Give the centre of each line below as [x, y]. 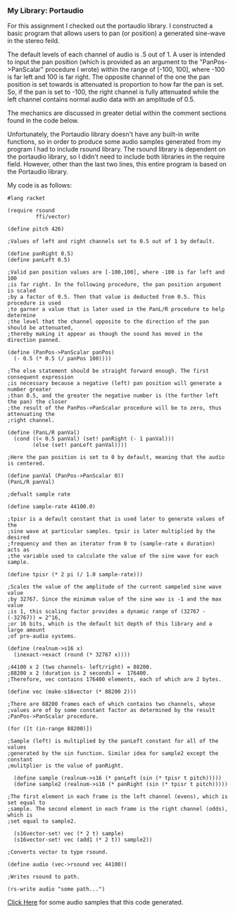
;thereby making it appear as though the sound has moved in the [105, 334]
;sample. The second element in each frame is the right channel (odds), [118, 809]
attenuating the [31, 415]
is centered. [26, 464]
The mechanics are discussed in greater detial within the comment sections [117, 113]
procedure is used [34, 303]
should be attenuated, [40, 328]
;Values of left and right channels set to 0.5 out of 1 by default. [112, 242]
